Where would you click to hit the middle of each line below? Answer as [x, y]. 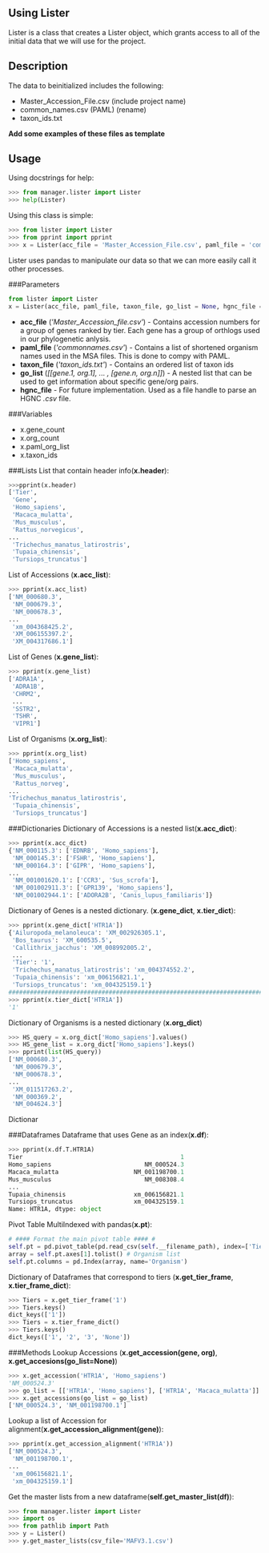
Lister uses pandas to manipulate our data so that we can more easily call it [132, 260]
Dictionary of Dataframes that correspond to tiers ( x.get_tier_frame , [121, 1277]
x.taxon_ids [39, 455]
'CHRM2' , [26, 694]
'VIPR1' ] [26, 724]
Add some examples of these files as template [87, 133]
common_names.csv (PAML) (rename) [83, 109]
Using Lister [39, 13]
